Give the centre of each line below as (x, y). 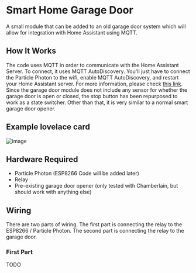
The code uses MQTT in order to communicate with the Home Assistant (93, 65)
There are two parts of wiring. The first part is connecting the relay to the (94, 224)
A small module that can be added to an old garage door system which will (96, 26)
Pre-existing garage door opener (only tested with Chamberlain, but (96, 186)
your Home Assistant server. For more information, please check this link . (94, 84)
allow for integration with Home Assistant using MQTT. (72, 32)
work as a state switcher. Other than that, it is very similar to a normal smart (97, 102)
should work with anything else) (53, 192)
